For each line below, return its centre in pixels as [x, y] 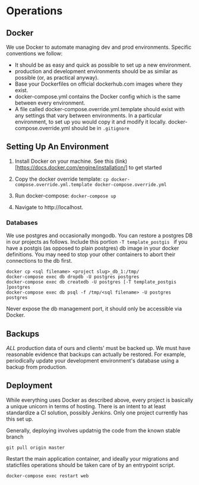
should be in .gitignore [100, 128]
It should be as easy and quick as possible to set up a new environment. [103, 65]
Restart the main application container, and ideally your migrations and [93, 458]
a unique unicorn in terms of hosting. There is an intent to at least [86, 406]
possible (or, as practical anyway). [57, 78]
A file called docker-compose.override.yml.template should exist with [100, 109]
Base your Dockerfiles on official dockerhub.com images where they [99, 84]
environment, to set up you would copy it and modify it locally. [91, 122]
